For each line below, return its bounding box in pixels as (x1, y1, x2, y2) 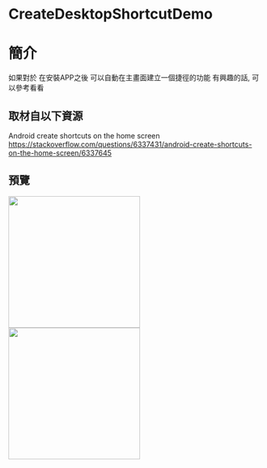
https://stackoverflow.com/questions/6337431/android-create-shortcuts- (8, 139, 252, 149)
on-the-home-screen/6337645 (8, 147, 112, 158)
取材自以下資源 (8, 108, 83, 122)
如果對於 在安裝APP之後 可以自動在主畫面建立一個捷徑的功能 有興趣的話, (8, 73, 251, 83)
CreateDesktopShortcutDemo (8, 5, 213, 23)
